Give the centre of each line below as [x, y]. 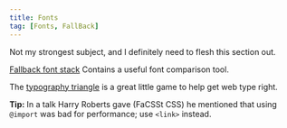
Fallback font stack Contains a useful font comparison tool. [119, 69]
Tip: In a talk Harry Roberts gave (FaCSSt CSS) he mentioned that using [143, 104]
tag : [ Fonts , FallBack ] [54, 26]
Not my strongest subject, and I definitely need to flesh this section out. [143, 51]
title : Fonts [34, 18]
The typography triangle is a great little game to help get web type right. [143, 87]
